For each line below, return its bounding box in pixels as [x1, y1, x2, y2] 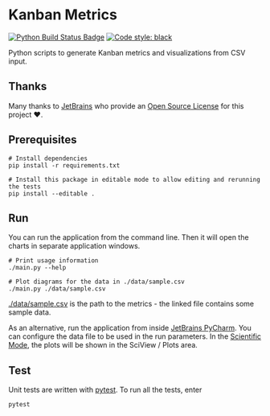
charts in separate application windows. [8, 241, 141, 251]
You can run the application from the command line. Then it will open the [8, 233, 249, 242]
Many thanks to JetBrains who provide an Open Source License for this [8, 101, 244, 110]
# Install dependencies [8, 154, 88, 163]
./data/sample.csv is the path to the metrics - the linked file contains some [8, 299, 255, 309]
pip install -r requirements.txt [8, 161, 121, 170]
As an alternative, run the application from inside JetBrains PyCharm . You [8, 323, 252, 333]
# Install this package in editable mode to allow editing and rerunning [8, 175, 261, 183]
